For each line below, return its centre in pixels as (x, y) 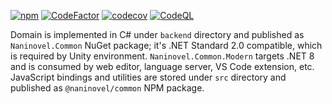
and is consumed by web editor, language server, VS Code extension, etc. (162, 66)
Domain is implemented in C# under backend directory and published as (157, 34)
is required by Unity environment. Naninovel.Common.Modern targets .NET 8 (162, 56)
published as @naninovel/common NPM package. (107, 88)
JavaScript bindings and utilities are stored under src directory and (148, 77)
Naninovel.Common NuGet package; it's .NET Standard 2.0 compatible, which (166, 45)
